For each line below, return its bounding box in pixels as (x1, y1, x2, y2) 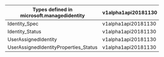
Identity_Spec (7, 20, 39, 27)
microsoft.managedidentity (20, 12, 85, 19)
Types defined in (32, 6, 73, 13)
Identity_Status (7, 28, 41, 35)
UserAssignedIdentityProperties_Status (7, 44, 98, 50)
